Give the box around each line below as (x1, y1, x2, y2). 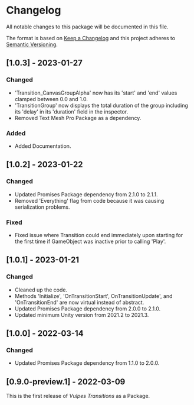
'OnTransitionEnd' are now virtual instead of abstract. (14, 299, 144, 306)
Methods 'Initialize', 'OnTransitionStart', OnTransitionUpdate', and (14, 292, 173, 299)
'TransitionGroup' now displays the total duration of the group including (14, 102, 189, 109)
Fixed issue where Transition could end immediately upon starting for (14, 231, 183, 238)
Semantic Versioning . (6, 41, 58, 48)
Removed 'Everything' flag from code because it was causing (14, 197, 165, 204)
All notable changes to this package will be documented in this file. (6, 23, 169, 30)
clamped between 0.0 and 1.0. (14, 95, 88, 102)
